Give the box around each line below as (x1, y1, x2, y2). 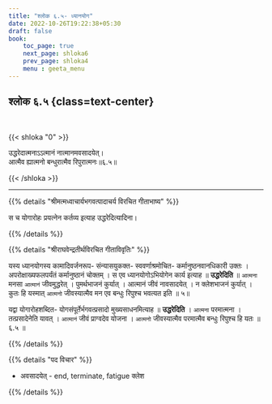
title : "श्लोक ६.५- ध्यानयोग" (8, 11, 93, 20)
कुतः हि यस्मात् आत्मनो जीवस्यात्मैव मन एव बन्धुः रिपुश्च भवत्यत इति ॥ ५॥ (8, 288, 190, 298)
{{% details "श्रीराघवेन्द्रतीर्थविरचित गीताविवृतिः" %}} (8, 244, 150, 254)
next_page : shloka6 (23, 49, 89, 58)
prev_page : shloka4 (23, 58, 89, 66)
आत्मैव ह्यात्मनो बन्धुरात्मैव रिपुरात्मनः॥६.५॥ (8, 157, 117, 166)
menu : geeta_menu (23, 65, 85, 73)
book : (8, 34, 27, 43)
